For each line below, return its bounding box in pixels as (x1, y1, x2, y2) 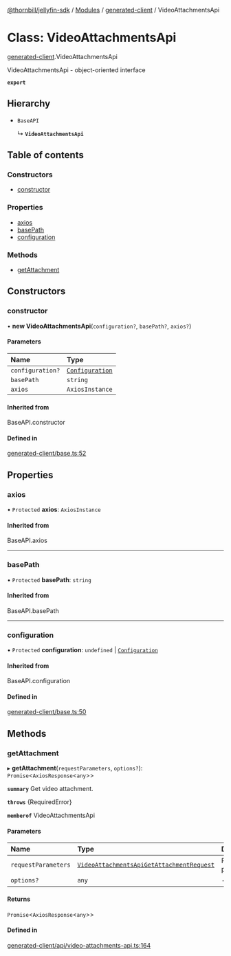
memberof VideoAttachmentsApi (7, 811, 95, 820)
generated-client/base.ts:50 (7, 708, 87, 716)
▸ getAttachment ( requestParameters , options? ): (7, 764, 143, 772)
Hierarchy (7, 98, 51, 109)
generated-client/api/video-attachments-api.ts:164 (7, 941, 151, 949)
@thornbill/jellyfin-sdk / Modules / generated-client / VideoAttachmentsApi (7, 6, 220, 14)
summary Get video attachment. (7, 785, 94, 793)
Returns (7, 895, 31, 903)
